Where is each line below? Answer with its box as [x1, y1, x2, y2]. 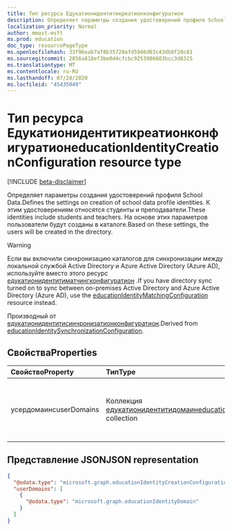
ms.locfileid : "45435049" [7, 81, 81, 88]
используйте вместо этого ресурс [7, 269, 108, 277]
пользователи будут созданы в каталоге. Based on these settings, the [7, 221, 209, 229]
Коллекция [106, 396, 143, 405]
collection [106, 413, 138, 422]
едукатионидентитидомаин [106, 405, 198, 414]
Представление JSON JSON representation [7, 454, 199, 466]
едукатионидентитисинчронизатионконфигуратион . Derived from [7, 319, 198, 328]
